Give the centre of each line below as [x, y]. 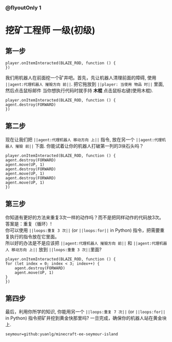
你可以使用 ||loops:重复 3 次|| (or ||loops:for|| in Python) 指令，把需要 [83, 230]
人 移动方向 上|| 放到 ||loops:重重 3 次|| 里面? [53, 249]
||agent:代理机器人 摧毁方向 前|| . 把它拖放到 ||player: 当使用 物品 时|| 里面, [85, 84]
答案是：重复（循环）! [29, 224]
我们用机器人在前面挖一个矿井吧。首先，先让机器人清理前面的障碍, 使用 [81, 77]
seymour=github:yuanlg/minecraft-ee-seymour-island [62, 334]
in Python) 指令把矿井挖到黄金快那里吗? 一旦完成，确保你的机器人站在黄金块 [86, 318]
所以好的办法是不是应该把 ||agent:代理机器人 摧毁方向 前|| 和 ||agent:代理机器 [86, 243]
